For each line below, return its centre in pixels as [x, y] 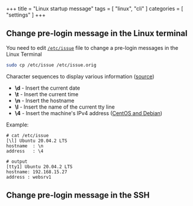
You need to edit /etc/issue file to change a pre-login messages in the [92, 47]
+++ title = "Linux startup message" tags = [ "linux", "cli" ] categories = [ [95, 9]
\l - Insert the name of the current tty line [65, 107]
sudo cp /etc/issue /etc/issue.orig [51, 65]
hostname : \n [25, 146]
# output [17, 161]
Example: [17, 125]
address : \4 [25, 151]
